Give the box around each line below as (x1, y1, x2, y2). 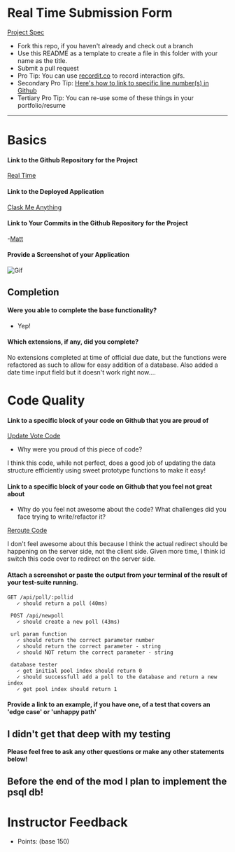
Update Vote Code (7, 432, 61, 440)
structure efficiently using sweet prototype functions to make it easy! (7, 466, 206, 475)
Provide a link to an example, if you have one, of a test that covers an (7, 700, 211, 708)
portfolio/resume (17, 101, 66, 109)
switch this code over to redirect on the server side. (7, 554, 156, 563)
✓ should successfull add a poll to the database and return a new (16, 673, 218, 680)
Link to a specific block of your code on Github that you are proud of (7, 416, 209, 424)
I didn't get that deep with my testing (7, 728, 171, 740)
